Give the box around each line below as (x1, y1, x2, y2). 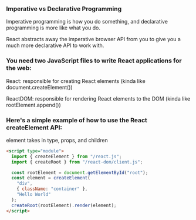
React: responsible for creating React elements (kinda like (6, 77, 146, 84)
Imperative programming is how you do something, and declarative (6, 18, 168, 25)
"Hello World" (16, 192, 51, 198)
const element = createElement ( (11, 175, 91, 181)
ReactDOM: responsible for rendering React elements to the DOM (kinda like (6, 95, 191, 102)
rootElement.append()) (6, 101, 62, 108)
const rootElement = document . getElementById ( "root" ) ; (11, 169, 148, 175)
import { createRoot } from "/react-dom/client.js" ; (11, 159, 143, 165)
